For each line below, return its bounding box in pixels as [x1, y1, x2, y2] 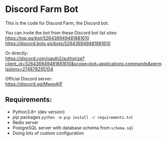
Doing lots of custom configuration [12, 130, 84, 136]
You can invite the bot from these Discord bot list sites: [5, 29, 118, 35]
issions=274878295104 [5, 66, 53, 72]
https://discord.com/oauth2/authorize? [5, 55, 85, 61]
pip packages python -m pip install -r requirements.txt [12, 114, 133, 120]
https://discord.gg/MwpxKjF [5, 81, 63, 87]
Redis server [12, 119, 39, 125]
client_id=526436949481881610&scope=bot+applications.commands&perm [5, 60, 162, 66]
